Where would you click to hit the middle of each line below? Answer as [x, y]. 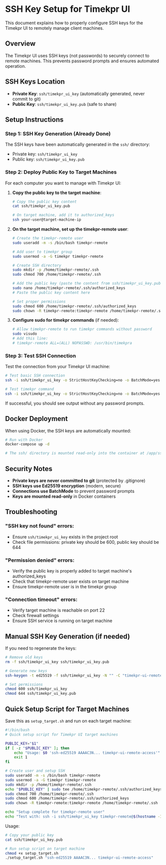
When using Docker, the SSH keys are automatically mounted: [68, 431]
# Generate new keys [26, 671]
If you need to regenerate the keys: [41, 648]
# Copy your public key [30, 835]
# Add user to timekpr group [42, 252]
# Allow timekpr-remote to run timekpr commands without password [82, 329]
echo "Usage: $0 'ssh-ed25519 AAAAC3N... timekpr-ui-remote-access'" [87, 753]
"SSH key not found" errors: [40, 526]
